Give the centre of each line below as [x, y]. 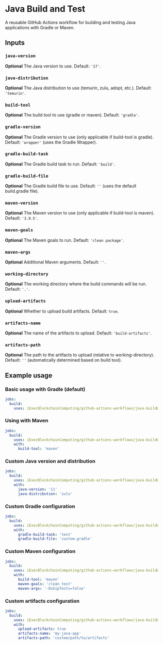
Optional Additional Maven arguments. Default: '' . [56, 262]
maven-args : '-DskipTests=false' [52, 588]
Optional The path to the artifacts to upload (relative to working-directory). [80, 355]
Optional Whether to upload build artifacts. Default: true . [62, 311]
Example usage [29, 375]
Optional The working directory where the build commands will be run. [76, 284]
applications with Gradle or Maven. [40, 27]
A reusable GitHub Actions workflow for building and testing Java [70, 22]
